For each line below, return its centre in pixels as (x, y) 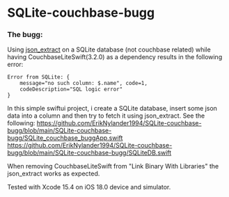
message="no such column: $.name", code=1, (84, 84)
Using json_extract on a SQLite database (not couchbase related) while (109, 49)
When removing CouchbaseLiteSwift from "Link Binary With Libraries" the (113, 166)
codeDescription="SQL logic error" (71, 89)
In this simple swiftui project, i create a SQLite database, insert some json (112, 109)
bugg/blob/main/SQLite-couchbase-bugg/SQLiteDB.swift (89, 153)
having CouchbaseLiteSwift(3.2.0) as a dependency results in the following (115, 57)
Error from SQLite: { (39, 77)
